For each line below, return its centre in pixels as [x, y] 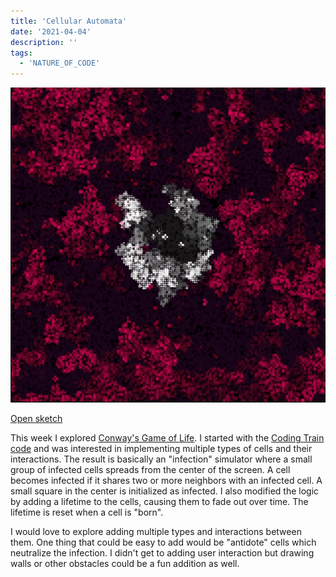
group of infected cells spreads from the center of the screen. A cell [150, 470]
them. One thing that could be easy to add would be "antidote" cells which [163, 542]
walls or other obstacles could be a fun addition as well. [125, 564]
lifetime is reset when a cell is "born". [87, 512]
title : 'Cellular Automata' [69, 21]
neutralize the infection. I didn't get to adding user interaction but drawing [162, 553]
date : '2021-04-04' [51, 31]
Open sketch [36, 419]
